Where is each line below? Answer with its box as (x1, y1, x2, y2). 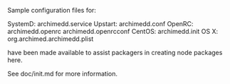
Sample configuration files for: (7, 6, 96, 14)
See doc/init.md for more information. (7, 70, 117, 78)
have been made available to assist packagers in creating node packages (7, 49, 223, 56)
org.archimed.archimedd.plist (7, 35, 94, 43)
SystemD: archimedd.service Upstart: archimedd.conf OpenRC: (7, 20, 194, 28)
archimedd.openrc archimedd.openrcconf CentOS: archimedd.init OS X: (7, 28, 219, 35)
